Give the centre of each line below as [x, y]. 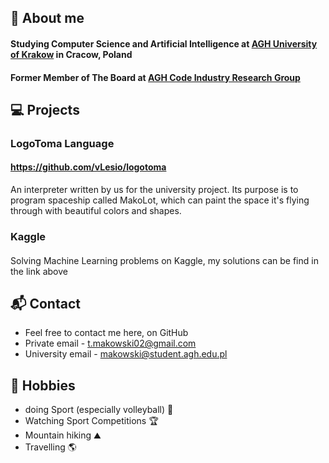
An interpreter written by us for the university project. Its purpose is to [154, 190]
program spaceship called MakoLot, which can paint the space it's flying [160, 200]
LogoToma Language [62, 143]
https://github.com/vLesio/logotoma [88, 167]
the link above [39, 271]
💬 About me [47, 18]
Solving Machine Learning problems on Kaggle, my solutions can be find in [164, 260]
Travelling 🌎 [50, 447]
